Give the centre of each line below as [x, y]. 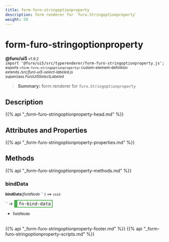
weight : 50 [17, 19]
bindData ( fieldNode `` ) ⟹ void [33, 194]
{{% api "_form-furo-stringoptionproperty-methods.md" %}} [69, 170]
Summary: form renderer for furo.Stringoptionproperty [77, 86]
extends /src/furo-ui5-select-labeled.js [39, 72]
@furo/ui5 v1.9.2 [22, 58]
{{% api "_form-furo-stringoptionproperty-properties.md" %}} [70, 142]
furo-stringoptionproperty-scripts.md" [45, 234]
